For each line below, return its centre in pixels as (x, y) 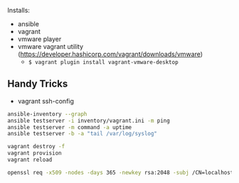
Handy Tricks (38, 84)
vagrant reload (30, 160)
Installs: (19, 10)
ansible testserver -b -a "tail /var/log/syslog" (83, 134)
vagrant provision (34, 153)
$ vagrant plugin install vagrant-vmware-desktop (103, 62)
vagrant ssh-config (46, 101)
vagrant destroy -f (36, 147)
